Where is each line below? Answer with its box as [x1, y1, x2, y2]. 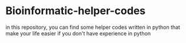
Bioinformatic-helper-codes [5, 4, 146, 18]
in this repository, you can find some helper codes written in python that [5, 24, 181, 31]
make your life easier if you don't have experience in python [5, 29, 151, 37]
